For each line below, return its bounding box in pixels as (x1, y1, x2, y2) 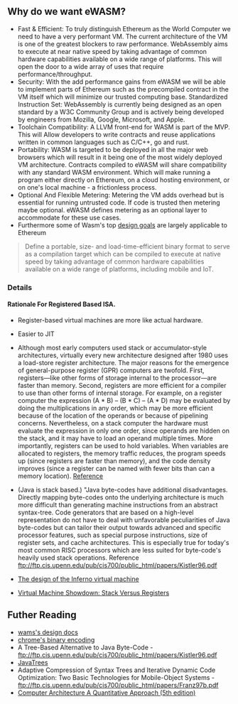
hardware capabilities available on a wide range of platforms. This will (17, 55, 222, 63)
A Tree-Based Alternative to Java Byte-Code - (17, 643, 153, 651)
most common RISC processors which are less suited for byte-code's (17, 546, 222, 554)
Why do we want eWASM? (7, 6, 126, 18)
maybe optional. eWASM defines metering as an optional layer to (17, 205, 207, 214)
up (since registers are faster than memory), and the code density (17, 456, 211, 465)
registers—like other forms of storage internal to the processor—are (17, 373, 217, 382)
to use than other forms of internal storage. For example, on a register (17, 389, 222, 397)
